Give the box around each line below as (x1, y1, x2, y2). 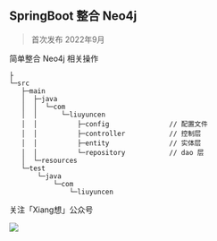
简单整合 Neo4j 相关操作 (9, 53, 99, 64)
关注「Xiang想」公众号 (9, 204, 94, 215)
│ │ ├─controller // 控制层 (21, 129, 202, 138)
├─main (21, 86, 46, 96)
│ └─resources (21, 156, 78, 165)
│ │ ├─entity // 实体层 (21, 138, 202, 148)
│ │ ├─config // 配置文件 (21, 119, 208, 128)
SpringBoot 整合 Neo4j (9, 8, 138, 24)
